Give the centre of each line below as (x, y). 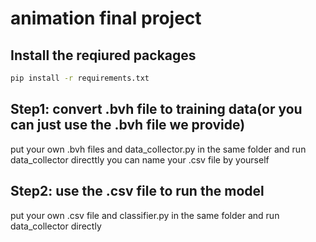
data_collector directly (56, 226)
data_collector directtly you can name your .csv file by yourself (140, 159)
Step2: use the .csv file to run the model (137, 191)
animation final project (106, 18)
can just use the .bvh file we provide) (128, 125)
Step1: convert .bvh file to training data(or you (156, 109)
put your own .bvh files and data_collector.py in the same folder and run (158, 149)
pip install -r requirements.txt (80, 78)
